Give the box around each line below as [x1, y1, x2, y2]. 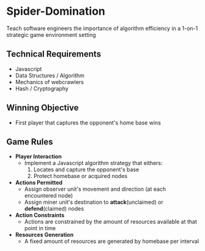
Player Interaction [15, 153, 62, 160]
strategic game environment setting [6, 31, 96, 38]
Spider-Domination [6, 4, 106, 18]
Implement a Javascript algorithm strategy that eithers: [24, 160, 163, 167]
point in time [24, 225, 56, 232]
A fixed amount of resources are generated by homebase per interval [24, 237, 199, 245]
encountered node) [24, 192, 73, 199]
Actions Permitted [15, 179, 63, 187]
